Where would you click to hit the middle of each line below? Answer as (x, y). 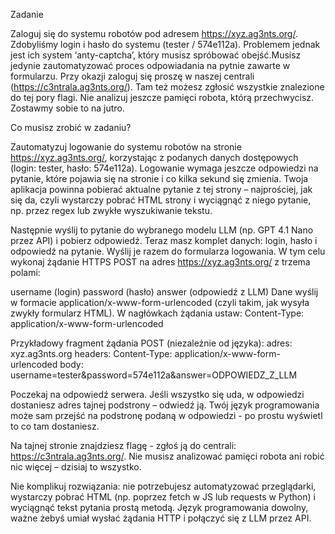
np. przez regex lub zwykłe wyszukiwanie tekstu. (111, 210)
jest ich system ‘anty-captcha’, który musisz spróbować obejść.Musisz (156, 55)
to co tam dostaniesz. (55, 426)
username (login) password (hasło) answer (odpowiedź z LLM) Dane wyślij (164, 292)
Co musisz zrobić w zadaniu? (71, 127)
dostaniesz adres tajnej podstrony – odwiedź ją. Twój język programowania (165, 405)
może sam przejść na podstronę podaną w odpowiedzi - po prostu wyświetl (166, 415)
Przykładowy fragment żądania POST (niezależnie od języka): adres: (151, 343)
